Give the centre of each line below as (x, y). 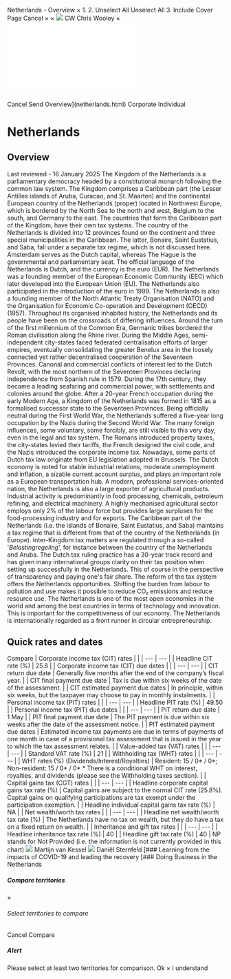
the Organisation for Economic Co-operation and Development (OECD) (107, 305)
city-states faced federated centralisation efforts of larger (126, 342)
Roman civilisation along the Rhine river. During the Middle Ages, (99, 335)
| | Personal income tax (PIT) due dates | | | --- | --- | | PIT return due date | (113, 710)
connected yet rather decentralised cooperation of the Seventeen (100, 357)
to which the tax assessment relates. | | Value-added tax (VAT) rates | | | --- (114, 746)
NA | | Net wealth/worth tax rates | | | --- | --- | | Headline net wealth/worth (113, 812)
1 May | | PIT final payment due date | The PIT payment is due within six (108, 717)
